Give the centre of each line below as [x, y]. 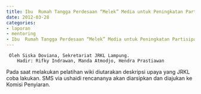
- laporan [19, 28]
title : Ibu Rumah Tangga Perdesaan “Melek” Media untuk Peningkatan [95, 12]
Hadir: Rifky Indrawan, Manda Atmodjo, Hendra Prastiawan [91, 61]
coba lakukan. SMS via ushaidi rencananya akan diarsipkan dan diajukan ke [99, 78]
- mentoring [21, 34]
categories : [21, 23]
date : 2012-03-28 [28, 17]
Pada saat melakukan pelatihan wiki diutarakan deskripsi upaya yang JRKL [98, 72]
